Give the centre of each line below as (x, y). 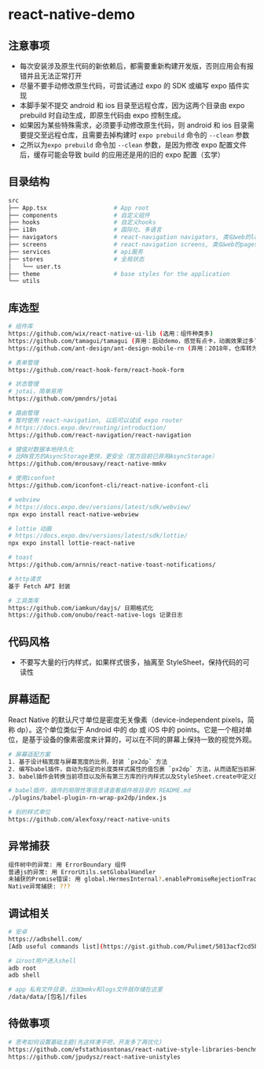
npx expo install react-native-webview (73, 514)
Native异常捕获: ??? (39, 887)
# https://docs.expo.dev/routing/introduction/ (88, 427)
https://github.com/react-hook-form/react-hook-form (96, 370)
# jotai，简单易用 (35, 392)
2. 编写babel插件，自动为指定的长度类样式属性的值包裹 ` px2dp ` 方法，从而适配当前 (129, 769)
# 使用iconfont (32, 479)
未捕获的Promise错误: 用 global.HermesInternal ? (85, 879)
